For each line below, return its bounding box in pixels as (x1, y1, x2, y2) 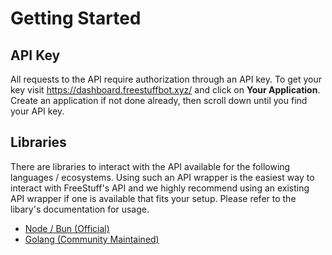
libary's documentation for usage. (10, 203, 150, 215)
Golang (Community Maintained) (24, 233, 160, 245)
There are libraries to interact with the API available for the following (10, 160, 291, 172)
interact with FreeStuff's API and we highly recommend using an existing (10, 182, 310, 194)
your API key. (10, 105, 65, 117)
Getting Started (10, 7, 142, 30)
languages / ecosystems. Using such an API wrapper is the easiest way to (10, 171, 315, 183)
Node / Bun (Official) (24, 222, 110, 234)
